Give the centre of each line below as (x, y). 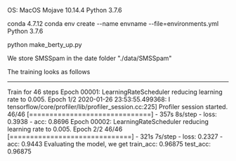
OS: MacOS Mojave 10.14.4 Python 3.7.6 (65, 10)
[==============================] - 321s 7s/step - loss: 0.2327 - (115, 136)
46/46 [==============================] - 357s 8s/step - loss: (112, 114)
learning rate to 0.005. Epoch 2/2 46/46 (65, 129)
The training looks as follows (49, 72)
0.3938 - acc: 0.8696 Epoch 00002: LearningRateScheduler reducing (108, 121)
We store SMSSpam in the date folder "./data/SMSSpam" (90, 58)
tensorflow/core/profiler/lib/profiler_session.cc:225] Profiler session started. (118, 107)
